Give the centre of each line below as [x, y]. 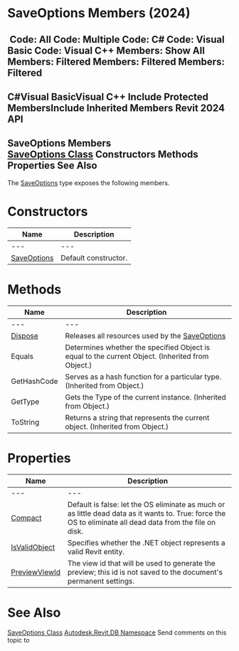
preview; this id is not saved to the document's [145, 572]
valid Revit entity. [96, 551]
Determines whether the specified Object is [138, 347]
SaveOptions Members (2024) [99, 13]
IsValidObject [33, 547]
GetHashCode [34, 381]
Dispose [25, 335]
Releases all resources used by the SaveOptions [145, 335]
